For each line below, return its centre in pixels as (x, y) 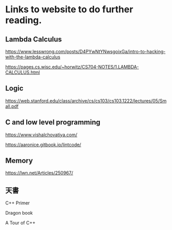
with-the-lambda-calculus (33, 57)
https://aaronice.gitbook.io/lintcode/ (43, 144)
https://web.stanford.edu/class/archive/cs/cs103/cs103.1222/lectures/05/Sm (86, 100)
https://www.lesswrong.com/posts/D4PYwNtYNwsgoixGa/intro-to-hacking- (85, 51)
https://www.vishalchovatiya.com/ (41, 135)
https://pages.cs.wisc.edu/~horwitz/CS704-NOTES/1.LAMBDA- (72, 67)
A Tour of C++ (20, 223)
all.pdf (12, 106)
